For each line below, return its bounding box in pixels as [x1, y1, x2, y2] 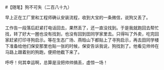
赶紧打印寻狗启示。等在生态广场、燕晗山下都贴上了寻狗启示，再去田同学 [9, 37, 155, 43]
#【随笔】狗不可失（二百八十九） [5, 4, 72, 10]
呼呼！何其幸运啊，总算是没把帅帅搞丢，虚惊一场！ [5, 60, 108, 65]
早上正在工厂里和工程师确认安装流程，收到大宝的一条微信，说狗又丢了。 [5, 15, 150, 20]
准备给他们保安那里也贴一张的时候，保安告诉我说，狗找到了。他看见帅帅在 [9, 43, 159, 49]
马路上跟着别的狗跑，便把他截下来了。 [5, 49, 82, 55]
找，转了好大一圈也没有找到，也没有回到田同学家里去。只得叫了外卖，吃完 [5, 31, 155, 36]
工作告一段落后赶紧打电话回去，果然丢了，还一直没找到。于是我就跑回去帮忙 [5, 25, 159, 31]
